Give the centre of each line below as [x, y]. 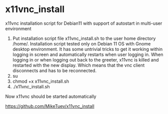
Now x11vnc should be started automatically [51, 96]
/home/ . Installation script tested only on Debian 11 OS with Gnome [81, 43]
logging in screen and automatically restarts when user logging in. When [88, 54]
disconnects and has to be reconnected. [54, 70]
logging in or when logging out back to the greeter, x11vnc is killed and [86, 60]
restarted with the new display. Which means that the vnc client [78, 65]
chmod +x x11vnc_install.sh [41, 81]
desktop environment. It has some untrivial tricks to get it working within [88, 49]
